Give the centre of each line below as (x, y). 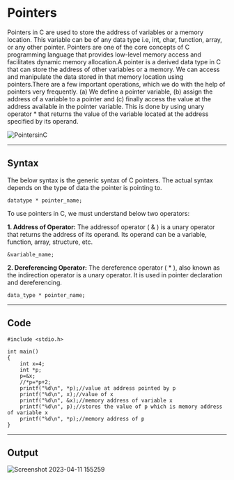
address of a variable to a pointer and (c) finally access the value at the (109, 99)
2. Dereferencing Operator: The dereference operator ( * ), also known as (114, 268)
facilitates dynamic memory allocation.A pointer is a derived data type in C (114, 61)
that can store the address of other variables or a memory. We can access (114, 69)
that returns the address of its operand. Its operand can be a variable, (107, 234)
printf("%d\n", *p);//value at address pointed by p (98, 388)
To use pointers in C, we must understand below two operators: (99, 213)
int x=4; (32, 364)
